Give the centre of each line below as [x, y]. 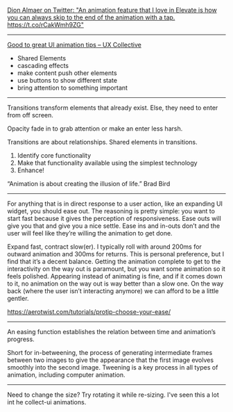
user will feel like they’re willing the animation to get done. [90, 233]
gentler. [18, 298]
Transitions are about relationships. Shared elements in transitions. [102, 142]
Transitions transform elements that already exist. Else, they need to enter [113, 108]
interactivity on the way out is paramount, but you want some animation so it [116, 269]
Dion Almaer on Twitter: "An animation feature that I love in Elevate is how [112, 10]
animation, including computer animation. [66, 375]
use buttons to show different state [67, 80]
